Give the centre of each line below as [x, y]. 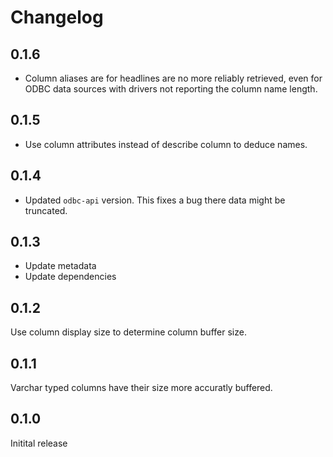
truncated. [46, 210]
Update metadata [60, 266]
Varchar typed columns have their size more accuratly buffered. [141, 388]
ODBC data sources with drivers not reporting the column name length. [171, 89]
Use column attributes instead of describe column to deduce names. [166, 144]
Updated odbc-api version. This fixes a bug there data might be [155, 200]
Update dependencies [70, 277]
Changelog [57, 17]
